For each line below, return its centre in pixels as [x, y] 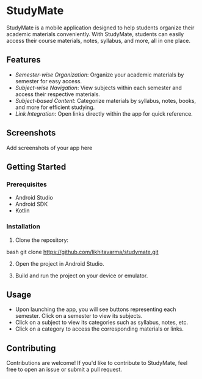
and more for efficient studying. [55, 107]
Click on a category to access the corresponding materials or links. [99, 329]
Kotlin [22, 211]
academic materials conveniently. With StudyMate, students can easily [95, 34]
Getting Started [36, 167]
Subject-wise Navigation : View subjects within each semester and [98, 88]
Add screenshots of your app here [49, 148]
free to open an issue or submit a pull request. [64, 370]
